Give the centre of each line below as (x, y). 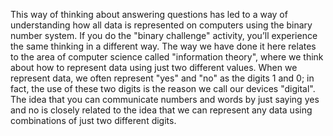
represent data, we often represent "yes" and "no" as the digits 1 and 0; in (162, 78)
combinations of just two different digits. (93, 120)
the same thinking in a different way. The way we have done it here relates (163, 46)
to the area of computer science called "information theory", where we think (167, 57)
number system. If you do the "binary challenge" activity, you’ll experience (164, 35)
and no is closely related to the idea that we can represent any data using (161, 110)
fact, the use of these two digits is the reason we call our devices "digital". (163, 88)
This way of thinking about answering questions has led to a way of (149, 14)
